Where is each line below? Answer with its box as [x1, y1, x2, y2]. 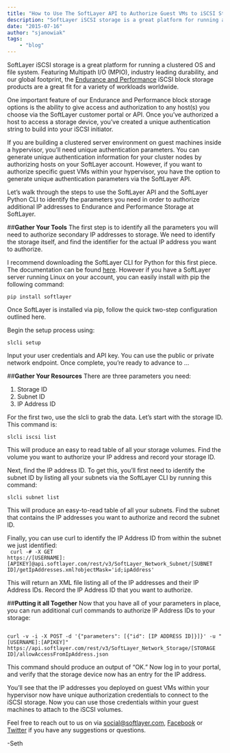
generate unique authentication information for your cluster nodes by [7, 153, 202, 161]
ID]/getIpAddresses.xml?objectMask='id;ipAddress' [7, 566, 155, 573]
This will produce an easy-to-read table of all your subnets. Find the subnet [7, 506, 220, 514]
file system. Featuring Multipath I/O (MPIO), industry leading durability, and [7, 68, 219, 76]
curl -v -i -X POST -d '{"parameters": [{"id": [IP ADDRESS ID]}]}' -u [7, 633, 216, 640]
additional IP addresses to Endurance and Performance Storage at [7, 203, 194, 211]
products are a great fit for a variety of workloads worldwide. [7, 83, 179, 91]
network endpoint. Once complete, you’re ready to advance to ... [7, 359, 190, 367]
